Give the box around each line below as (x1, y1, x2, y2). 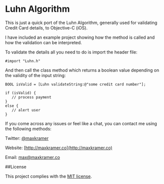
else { (5, 103, 19, 108)
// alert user (11, 107, 41, 112)
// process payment (11, 95, 52, 100)
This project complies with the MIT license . (5, 173, 92, 179)
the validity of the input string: (5, 72, 66, 78)
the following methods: (5, 126, 52, 131)
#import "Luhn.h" (5, 58, 41, 63)
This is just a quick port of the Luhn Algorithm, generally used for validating (5, 20, 158, 26)
